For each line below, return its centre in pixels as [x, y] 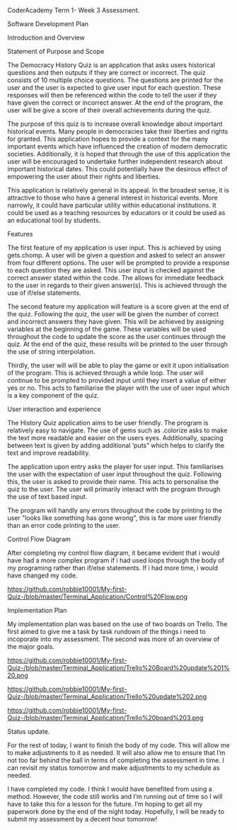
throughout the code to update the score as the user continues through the [117, 336]
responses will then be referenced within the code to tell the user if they [112, 95]
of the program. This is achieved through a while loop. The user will [105, 373]
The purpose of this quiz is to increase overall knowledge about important [115, 124]
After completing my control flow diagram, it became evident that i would [114, 553]
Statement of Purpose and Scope [56, 51]
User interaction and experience [54, 409]
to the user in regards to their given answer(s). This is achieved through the [117, 285]
